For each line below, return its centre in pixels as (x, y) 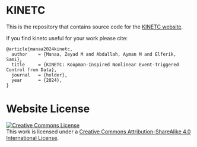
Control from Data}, (32, 70)
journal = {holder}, (39, 75)
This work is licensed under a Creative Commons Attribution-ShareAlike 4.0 (99, 132)
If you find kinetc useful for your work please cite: (67, 38)
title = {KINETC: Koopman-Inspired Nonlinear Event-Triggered (95, 65)
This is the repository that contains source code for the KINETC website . (95, 27)
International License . (33, 138)
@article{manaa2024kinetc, (39, 49)
